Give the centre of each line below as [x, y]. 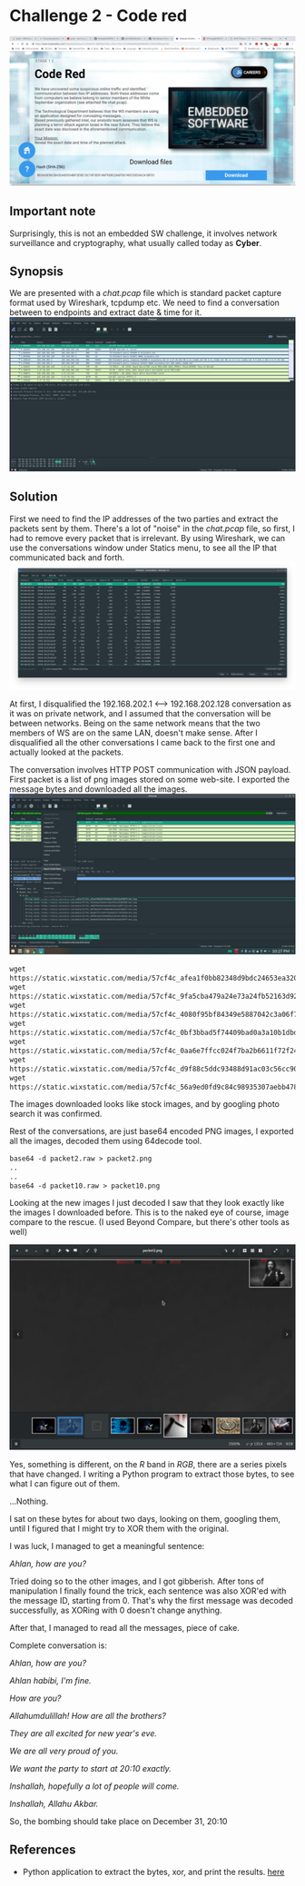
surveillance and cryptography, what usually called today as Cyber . [136, 242]
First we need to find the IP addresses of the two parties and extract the [144, 518]
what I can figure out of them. [65, 1484]
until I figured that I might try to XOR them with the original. [119, 1529]
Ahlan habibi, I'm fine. [51, 1681]
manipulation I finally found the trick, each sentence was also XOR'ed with [148, 1591]
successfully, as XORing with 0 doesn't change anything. [116, 1610]
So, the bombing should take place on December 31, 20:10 [118, 1822]
